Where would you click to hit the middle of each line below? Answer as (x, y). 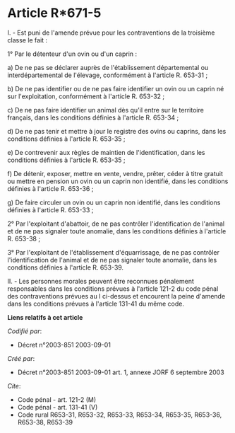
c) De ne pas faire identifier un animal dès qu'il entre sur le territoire (106, 110)
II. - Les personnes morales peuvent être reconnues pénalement (101, 281)
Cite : (14, 386)
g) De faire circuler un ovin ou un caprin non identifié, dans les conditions (114, 202)
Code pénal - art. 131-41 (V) (58, 407)
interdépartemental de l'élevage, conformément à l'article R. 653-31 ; (108, 75)
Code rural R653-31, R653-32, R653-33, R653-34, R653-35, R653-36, (120, 415)
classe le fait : (28, 40)
